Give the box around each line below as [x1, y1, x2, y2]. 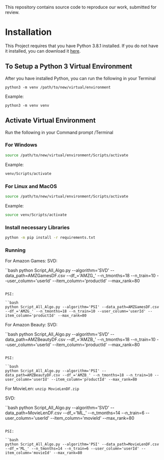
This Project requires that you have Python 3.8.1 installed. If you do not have [5, 43, 159, 49]
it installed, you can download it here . [5, 48, 81, 54]
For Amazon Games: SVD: [5, 258, 58, 264]
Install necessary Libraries [5, 224, 70, 230]
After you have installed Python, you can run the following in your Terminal [5, 75, 156, 81]
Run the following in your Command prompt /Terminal [5, 129, 114, 135]
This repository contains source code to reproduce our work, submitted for [5, 4, 157, 10]
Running [5, 247, 26, 254]
